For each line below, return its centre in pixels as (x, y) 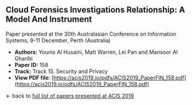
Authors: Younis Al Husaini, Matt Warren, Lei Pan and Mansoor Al (96, 52)
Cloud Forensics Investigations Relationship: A (95, 10)
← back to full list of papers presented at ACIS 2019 (70, 95)
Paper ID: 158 (31, 65)
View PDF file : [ (34, 77)
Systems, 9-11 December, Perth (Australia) (58, 40)
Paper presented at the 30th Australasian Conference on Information (91, 34)
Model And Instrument (49, 20)
